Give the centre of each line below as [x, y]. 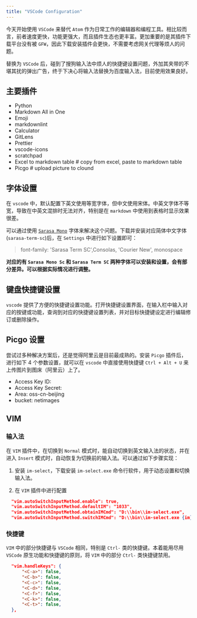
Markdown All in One [40, 112]
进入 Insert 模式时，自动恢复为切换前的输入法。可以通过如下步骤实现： [92, 458]
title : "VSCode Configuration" [44, 11]
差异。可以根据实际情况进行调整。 [52, 269]
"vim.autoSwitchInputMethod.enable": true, [65, 501]
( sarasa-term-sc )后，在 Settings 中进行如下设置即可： [72, 238]
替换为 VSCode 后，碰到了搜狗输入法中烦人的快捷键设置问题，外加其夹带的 [95, 64]
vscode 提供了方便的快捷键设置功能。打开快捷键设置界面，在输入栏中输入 [94, 305]
